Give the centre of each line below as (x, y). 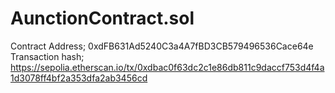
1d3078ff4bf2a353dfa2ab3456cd (79, 78)
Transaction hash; (47, 56)
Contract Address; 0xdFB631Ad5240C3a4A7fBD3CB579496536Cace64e (162, 46)
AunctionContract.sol (102, 18)
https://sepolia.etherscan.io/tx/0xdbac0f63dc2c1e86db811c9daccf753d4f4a (167, 67)
